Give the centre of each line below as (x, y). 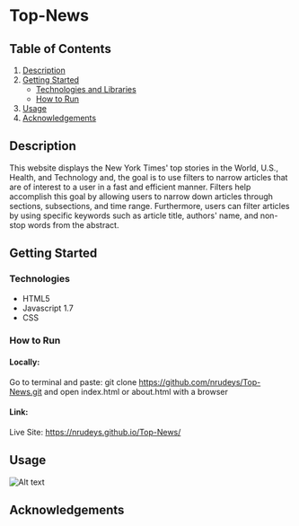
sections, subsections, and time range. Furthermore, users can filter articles (149, 206)
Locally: (25, 362)
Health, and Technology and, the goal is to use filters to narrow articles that (149, 177)
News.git (26, 391)
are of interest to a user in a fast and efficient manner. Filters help (130, 187)
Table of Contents (61, 49)
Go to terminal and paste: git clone (73, 381)
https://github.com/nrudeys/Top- (200, 381)
